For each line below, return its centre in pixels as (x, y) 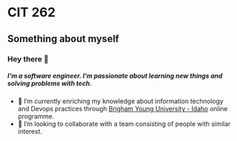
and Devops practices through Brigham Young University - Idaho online (123, 109)
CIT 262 (31, 12)
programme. (36, 116)
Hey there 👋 (28, 59)
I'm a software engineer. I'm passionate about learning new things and (115, 76)
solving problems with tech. (50, 83)
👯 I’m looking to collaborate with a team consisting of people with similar (124, 124)
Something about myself (63, 39)
